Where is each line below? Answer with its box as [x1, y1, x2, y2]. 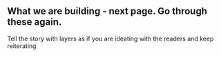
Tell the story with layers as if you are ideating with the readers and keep [7, 34, 214, 43]
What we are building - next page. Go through [7, 5, 208, 17]
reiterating [7, 41, 37, 50]
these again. [7, 16, 62, 28]
